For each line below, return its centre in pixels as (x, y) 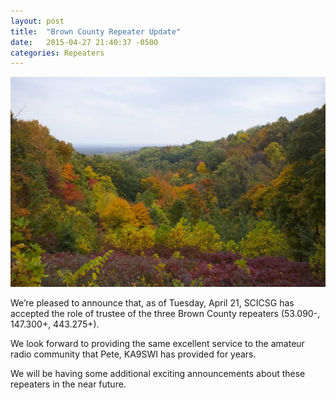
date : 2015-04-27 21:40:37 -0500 (84, 42)
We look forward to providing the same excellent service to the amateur (157, 344)
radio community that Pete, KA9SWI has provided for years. (133, 354)
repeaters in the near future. (68, 384)
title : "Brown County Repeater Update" (96, 31)
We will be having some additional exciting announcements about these (158, 374)
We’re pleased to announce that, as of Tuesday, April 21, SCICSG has (152, 303)
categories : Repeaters (57, 53)
